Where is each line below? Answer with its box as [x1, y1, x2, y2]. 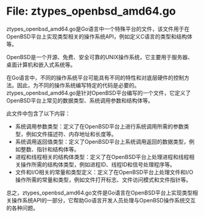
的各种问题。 [6, 204, 38, 212]
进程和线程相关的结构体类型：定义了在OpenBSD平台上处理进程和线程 [15, 153, 189, 160]
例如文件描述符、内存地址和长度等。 [26, 130, 117, 138]
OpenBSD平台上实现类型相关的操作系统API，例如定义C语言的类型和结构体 [6, 32, 193, 40]
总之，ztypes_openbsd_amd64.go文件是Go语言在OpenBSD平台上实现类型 [6, 189, 193, 196]
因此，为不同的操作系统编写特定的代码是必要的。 [16, 81, 140, 89]
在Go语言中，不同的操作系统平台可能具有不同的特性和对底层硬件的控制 [6, 74, 185, 81]
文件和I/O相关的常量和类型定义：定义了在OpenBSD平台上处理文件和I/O [15, 168, 194, 176]
